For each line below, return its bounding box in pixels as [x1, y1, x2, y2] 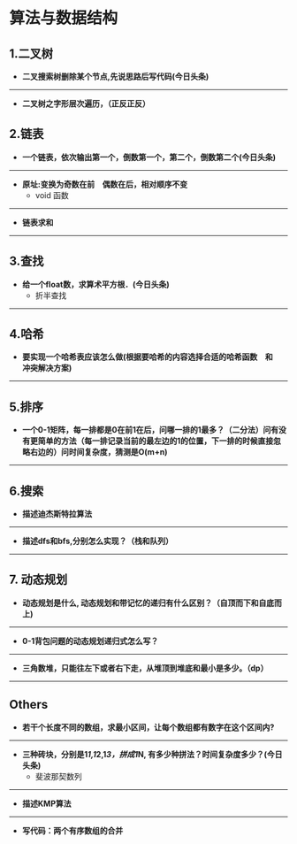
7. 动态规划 [9, 572, 68, 587]
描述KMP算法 [21, 798, 72, 809]
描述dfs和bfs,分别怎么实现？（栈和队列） [21, 536, 174, 547]
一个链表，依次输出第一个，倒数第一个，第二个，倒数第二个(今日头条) [21, 151, 277, 162]
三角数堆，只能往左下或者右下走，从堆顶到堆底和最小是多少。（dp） [21, 663, 269, 673]
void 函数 [34, 189, 69, 200]
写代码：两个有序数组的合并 [21, 825, 124, 836]
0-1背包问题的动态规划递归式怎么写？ [21, 635, 159, 646]
